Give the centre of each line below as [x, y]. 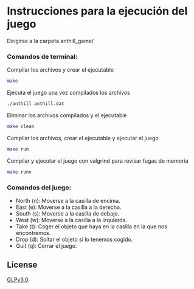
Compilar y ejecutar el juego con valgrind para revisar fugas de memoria [98, 161]
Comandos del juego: [39, 188]
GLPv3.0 [18, 279]
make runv [19, 172]
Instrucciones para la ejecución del [97, 11]
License [22, 265]
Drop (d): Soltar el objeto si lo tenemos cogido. [74, 239]
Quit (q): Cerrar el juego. [46, 246]
